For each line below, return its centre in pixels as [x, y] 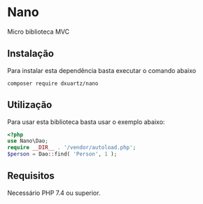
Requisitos [31, 176]
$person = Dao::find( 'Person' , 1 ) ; [62, 154]
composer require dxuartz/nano [53, 83]
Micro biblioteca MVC [38, 32]
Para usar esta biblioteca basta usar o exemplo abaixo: [86, 122]
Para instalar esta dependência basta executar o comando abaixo [102, 70]
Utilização [30, 105]
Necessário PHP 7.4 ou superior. [54, 193]
